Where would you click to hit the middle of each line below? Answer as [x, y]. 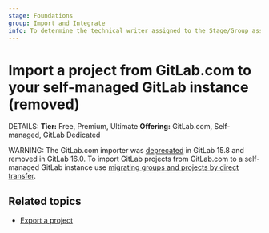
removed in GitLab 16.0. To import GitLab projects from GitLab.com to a [125, 159]
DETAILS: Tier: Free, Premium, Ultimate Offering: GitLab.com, [110, 127]
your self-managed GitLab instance [128, 87]
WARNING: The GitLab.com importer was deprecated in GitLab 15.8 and [126, 151]
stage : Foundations [41, 16]
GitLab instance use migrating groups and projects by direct [140, 167]
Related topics [45, 201]
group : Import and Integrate [57, 23]
